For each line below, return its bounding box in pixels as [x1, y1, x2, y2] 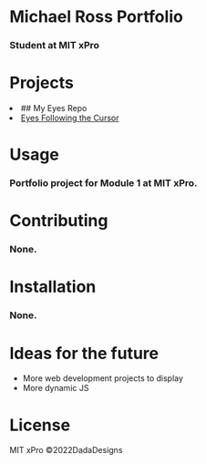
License [9, 415, 71, 435]
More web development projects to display [22, 373, 184, 384]
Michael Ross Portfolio [9, 6, 184, 27]
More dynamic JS [22, 383, 89, 394]
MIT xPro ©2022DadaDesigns [9, 445, 123, 456]
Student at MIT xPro [9, 39, 100, 52]
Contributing [9, 211, 108, 232]
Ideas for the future [9, 343, 160, 364]
